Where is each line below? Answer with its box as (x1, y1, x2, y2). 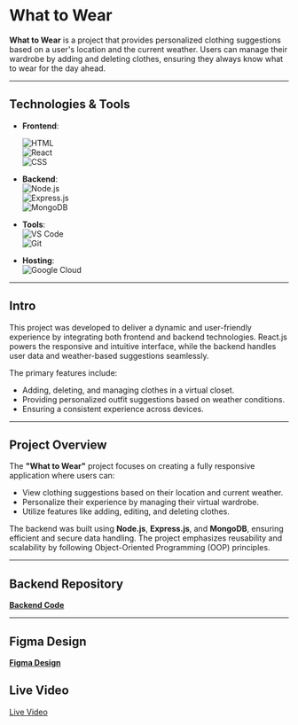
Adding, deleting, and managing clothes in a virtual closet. (21, 385, 235, 395)
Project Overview (9, 437, 107, 452)
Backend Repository (9, 576, 124, 591)
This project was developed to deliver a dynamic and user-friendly (9, 322, 253, 332)
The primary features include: (9, 367, 118, 378)
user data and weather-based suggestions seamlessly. (9, 350, 209, 361)
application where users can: (9, 471, 115, 481)
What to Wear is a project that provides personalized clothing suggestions (9, 35, 281, 45)
